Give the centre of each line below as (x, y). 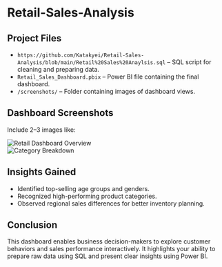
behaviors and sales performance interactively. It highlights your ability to (111, 249)
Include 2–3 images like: (41, 130)
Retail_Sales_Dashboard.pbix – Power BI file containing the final (108, 77)
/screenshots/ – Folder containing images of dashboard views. (106, 91)
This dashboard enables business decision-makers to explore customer (109, 241)
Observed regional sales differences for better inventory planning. (111, 203)
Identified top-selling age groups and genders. (83, 188)
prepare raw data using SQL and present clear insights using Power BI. (108, 256)
